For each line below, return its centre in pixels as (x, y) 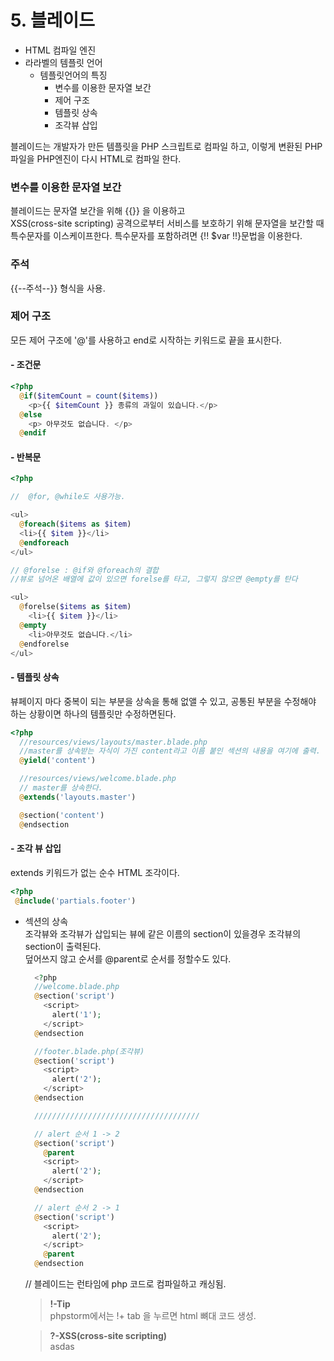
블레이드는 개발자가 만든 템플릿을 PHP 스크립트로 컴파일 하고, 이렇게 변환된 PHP (166, 146)
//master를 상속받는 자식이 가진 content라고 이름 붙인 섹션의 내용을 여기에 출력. (170, 751)
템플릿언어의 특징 (73, 75)
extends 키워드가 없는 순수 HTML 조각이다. (95, 872)
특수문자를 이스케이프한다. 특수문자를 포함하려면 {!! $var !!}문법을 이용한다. (156, 236)
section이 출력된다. (63, 946)
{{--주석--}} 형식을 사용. (58, 288)
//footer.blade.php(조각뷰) (89, 1051)
